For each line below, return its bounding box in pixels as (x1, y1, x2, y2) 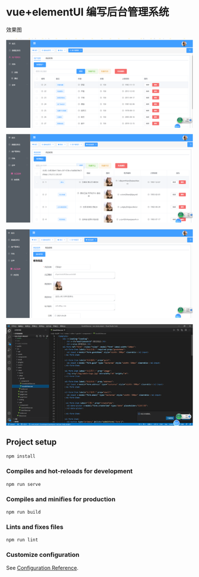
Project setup (6, 437, 57, 447)
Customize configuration (6, 551, 80, 559)
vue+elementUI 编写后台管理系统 (6, 5, 169, 19)
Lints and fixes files (6, 523, 64, 531)
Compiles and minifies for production (6, 495, 115, 503)
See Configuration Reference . (6, 564, 79, 571)
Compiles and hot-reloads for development (6, 467, 133, 475)
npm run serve (6, 481, 41, 487)
